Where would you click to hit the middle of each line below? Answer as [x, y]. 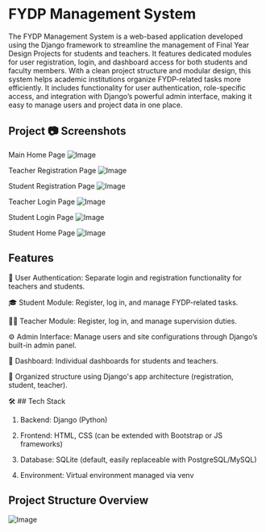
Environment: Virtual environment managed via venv [107, 475]
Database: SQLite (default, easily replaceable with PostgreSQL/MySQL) [138, 459]
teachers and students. [47, 286]
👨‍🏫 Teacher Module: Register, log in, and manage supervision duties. [123, 321]
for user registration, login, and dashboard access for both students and [128, 62]
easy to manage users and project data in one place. [96, 105]
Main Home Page [37, 155]
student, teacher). [38, 384]
